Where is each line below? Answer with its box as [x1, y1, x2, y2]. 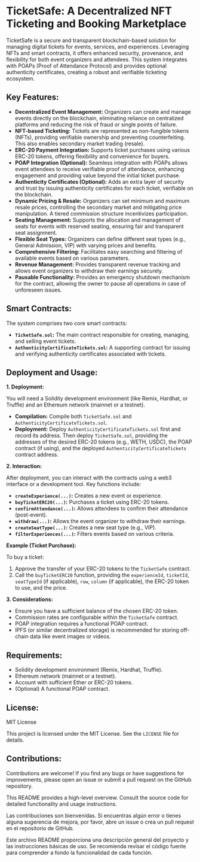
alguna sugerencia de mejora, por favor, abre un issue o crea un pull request [6, 818, 194, 825]
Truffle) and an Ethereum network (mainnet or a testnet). [6, 401, 145, 408]
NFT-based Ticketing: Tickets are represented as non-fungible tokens [14, 127, 189, 134]
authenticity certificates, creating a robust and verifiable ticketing [6, 68, 167, 75]
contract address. [14, 451, 59, 459]
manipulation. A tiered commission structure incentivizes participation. [14, 210, 189, 217]
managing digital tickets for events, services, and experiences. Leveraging [6, 43, 189, 50]
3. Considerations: [6, 596, 54, 603]
